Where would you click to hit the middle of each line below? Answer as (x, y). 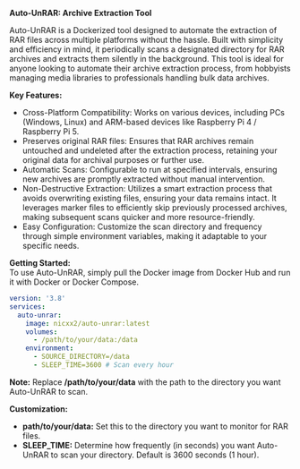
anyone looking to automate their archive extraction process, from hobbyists (150, 68)
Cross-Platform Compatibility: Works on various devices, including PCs (153, 112)
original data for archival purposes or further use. (113, 160)
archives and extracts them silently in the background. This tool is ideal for (147, 59)
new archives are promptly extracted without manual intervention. (144, 179)
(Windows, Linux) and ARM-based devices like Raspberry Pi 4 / (139, 122)
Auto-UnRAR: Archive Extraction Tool (81, 13)
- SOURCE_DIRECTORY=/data (81, 357)
